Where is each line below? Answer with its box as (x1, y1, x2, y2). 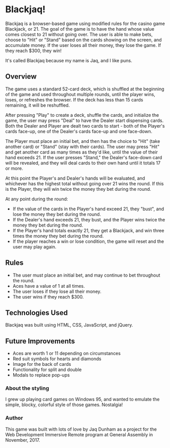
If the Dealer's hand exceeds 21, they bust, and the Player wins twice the (12, 216, 165, 222)
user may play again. (12, 243, 56, 250)
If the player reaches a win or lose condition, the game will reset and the (12, 238, 164, 244)
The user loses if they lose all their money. (12, 288, 102, 294)
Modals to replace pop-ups (12, 372, 70, 378)
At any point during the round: (5, 195, 68, 202)
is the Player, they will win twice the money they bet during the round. (5, 186, 152, 192)
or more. (5, 165, 23, 171)
